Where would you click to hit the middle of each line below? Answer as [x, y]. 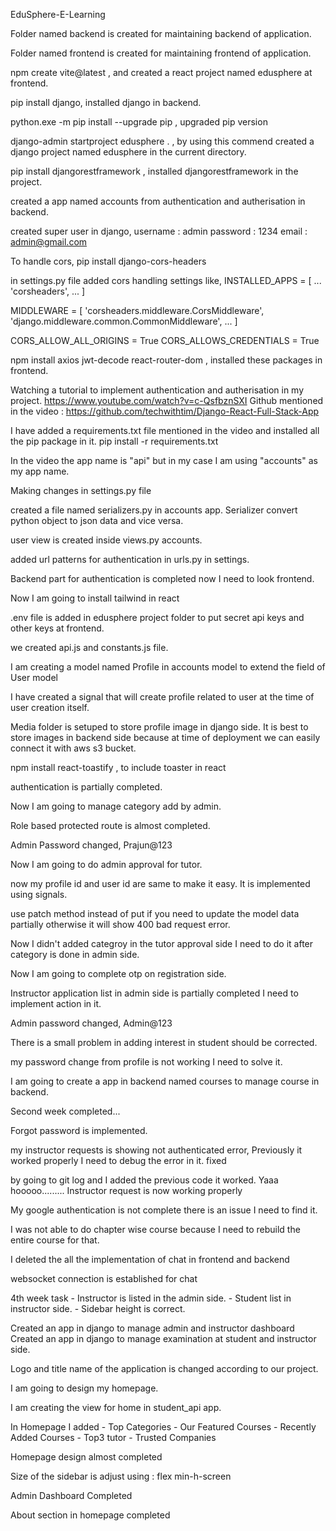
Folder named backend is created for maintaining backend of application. [161, 33]
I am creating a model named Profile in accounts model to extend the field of [168, 667]
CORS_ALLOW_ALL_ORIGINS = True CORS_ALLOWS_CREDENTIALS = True [165, 340]
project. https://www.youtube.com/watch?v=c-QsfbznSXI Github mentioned [167, 400]
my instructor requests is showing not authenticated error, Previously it [156, 1150]
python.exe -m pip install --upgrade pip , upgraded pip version [139, 122]
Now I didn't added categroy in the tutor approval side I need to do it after [162, 943]
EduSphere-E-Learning [58, 14]
